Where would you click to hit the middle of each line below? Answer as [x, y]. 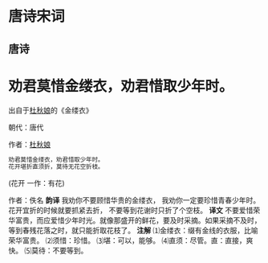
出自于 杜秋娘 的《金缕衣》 [51, 110]
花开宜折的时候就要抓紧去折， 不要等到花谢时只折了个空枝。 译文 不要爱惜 [131, 211]
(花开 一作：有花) [37, 183]
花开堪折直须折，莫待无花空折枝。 [56, 167]
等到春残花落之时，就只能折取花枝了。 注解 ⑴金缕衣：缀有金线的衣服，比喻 [133, 231]
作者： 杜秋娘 [29, 144]
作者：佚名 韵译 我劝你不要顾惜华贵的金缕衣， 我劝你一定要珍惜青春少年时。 [134, 200]
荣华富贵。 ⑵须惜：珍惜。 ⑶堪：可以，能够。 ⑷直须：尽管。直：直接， [127, 240]
